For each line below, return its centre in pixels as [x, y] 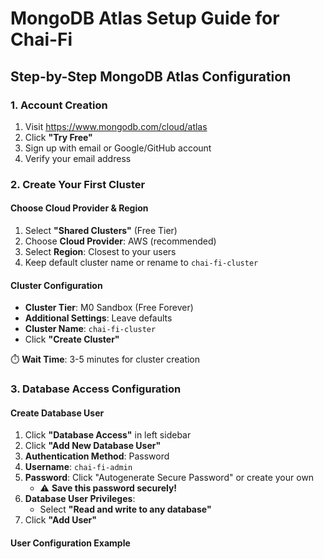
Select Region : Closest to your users [100, 251]
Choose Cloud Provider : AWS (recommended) [120, 241]
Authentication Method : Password [97, 456]
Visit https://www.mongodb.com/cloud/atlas [116, 126]
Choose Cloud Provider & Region [79, 208]
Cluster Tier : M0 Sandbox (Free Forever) [109, 308]
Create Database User [57, 413]
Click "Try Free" [58, 137]
